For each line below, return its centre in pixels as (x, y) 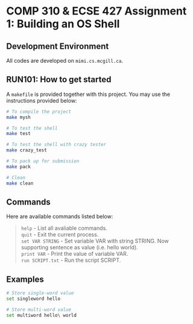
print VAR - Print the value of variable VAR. (74, 254)
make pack (19, 167)
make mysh (19, 117)
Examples (25, 279)
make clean (20, 183)
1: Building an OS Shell (63, 24)
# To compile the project (39, 112)
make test (19, 134)
